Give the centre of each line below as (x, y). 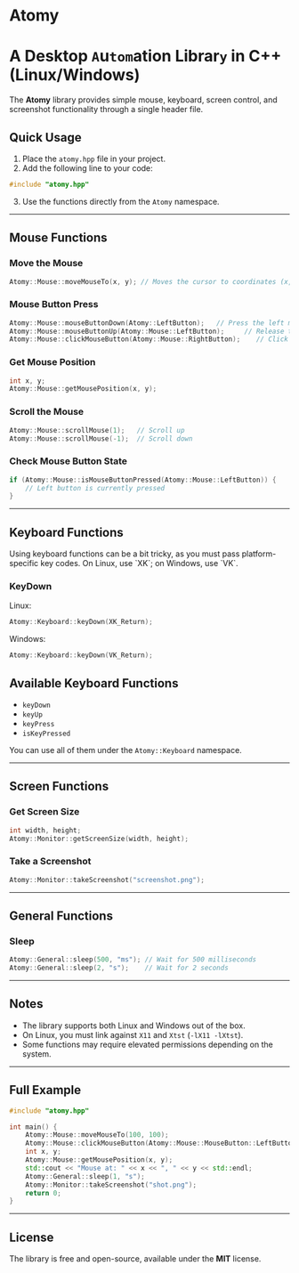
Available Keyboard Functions (94, 683)
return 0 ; (44, 1193)
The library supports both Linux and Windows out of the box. (134, 1026)
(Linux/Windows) (75, 75)
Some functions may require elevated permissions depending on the (147, 1044)
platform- (259, 554)
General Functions (61, 916)
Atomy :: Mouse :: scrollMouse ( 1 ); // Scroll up (97, 430)
